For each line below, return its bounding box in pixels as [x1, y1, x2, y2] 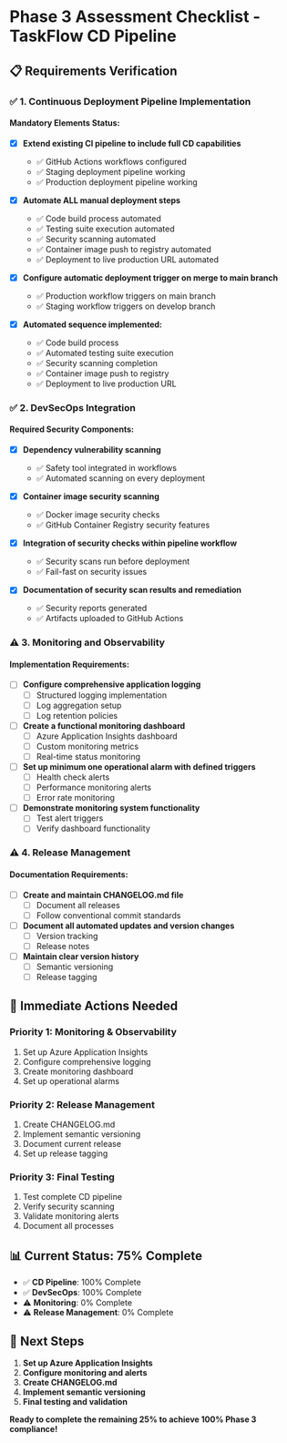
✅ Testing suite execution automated [36, 223, 175, 234]
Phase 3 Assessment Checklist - [9, 6, 261, 27]
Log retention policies [36, 710, 118, 721]
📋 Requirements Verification [9, 63, 178, 78]
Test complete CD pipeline [22, 1192, 123, 1202]
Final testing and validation [22, 1396, 128, 1407]
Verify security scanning [22, 1201, 116, 1213]
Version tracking [36, 930, 98, 941]
